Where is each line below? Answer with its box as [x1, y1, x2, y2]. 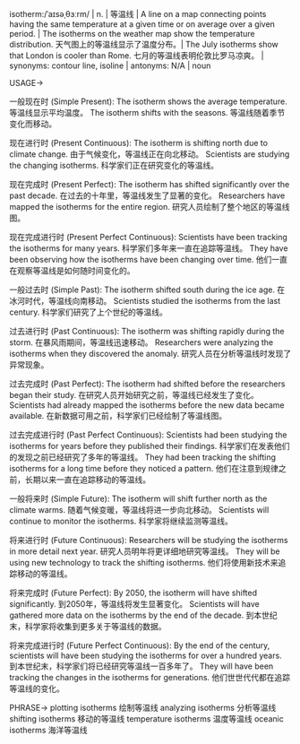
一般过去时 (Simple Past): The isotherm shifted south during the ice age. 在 [9, 284, 286, 295]
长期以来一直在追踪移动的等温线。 [24, 474, 150, 485]
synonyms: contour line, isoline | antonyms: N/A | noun [9, 60, 211, 71]
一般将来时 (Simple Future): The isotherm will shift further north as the [9, 493, 268, 504]
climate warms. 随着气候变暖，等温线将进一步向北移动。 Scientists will [9, 505, 270, 515]
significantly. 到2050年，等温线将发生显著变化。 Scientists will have [9, 599, 260, 609]
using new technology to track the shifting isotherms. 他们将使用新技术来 [9, 558, 279, 567]
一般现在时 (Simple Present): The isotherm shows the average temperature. [9, 96, 288, 107]
